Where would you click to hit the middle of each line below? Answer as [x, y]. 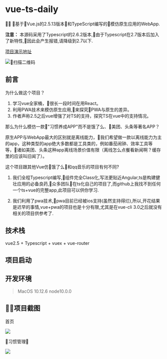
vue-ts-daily [32, 9]
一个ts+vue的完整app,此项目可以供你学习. [56, 190]
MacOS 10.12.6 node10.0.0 [44, 291]
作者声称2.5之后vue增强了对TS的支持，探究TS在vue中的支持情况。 [82, 116]
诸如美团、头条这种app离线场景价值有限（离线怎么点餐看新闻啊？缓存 [89, 150]
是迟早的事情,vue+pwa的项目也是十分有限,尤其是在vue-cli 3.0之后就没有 [87, 207]
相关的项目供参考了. [33, 213]
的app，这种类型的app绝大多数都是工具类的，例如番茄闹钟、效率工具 [77, 143]
